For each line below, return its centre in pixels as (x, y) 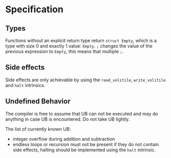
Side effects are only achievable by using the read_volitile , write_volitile (85, 80)
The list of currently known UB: (38, 129)
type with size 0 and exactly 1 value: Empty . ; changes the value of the (79, 46)
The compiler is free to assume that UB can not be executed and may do (82, 114)
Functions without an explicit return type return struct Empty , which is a (81, 40)
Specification (35, 9)
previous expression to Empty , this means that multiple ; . (65, 51)
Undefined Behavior (38, 101)
